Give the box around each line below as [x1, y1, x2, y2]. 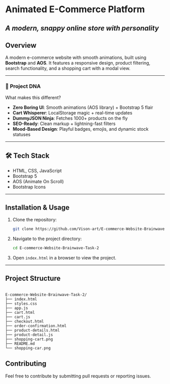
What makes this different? [5, 94, 61, 100]
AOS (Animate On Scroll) [12, 178, 64, 184]
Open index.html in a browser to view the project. [12, 255, 116, 261]
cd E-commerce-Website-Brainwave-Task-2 [12, 246, 99, 251]
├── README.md [5, 341, 35, 346]
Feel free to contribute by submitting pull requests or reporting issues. [5, 373, 151, 379]
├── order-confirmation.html [5, 323, 67, 329]
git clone [12, 226, 34, 232]
